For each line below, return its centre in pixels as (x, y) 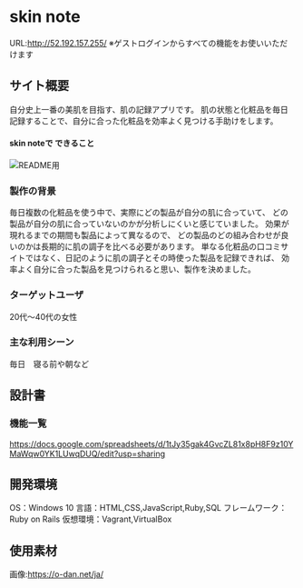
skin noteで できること (52, 144)
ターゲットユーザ (47, 295)
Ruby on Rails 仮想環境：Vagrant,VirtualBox (91, 519)
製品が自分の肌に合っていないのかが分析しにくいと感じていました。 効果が (149, 224)
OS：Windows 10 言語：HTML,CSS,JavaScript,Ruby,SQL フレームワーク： (148, 508)
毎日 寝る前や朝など (49, 364)
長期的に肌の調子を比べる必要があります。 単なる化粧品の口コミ (161, 246)
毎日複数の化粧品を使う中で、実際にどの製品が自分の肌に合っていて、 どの (149, 213)
